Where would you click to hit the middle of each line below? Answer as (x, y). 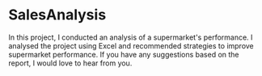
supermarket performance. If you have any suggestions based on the (124, 54)
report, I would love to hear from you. (70, 63)
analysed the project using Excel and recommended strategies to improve (131, 45)
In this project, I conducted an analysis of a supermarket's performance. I (131, 37)
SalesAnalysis (57, 15)
